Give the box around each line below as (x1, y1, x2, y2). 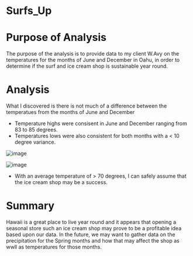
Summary (6, 199, 54, 213)
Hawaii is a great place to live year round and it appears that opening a (6, 219, 177, 226)
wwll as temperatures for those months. (6, 244, 102, 250)
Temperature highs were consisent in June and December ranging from (14, 120, 187, 127)
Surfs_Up (6, 4, 52, 18)
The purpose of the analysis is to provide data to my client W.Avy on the (6, 50, 180, 57)
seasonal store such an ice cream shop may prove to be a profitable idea (6, 225, 182, 231)
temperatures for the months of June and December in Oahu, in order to (6, 57, 180, 64)
